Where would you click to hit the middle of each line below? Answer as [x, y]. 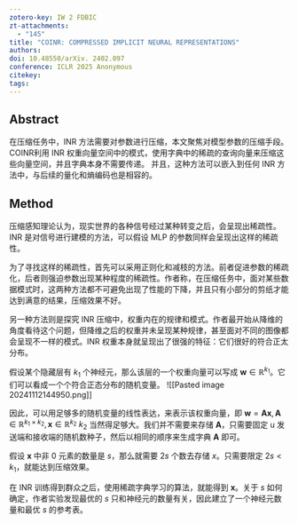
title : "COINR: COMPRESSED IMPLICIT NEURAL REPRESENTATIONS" [125, 42]
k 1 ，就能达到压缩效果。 [52, 468]
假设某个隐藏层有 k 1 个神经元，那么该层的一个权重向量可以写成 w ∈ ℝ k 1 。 [144, 372]
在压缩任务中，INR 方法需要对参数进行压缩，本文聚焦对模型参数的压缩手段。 [149, 142]
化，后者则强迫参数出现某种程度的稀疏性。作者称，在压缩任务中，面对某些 [145, 278]
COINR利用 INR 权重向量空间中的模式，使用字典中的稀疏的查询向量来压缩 [143, 153]
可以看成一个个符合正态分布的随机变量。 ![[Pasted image [120, 384]
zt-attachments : [39, 26]
